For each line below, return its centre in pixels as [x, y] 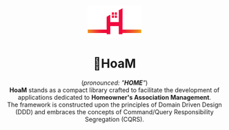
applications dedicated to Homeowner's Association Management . [114, 97]
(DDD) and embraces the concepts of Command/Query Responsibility [114, 111]
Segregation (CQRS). [114, 119]
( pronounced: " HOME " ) [114, 83]
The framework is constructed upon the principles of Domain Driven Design [114, 105]
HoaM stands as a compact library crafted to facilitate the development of [114, 90]
